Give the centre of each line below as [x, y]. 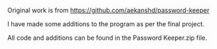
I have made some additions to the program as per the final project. [106, 24]
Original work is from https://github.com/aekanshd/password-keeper [108, 10]
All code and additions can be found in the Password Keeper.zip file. [107, 38]
